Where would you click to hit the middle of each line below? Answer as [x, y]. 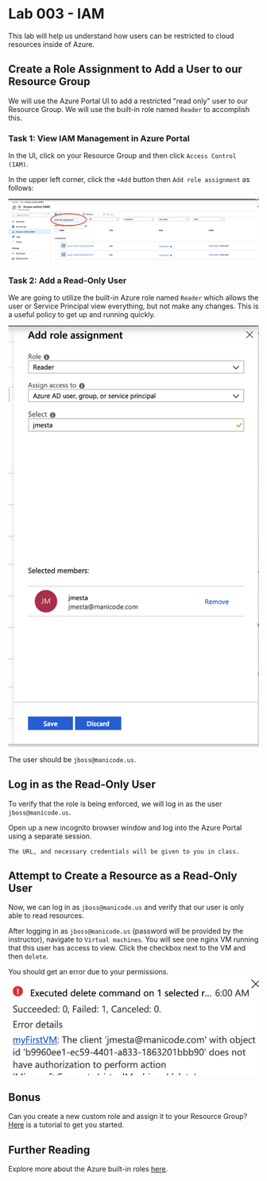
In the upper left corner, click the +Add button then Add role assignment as [129, 180]
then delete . [29, 956]
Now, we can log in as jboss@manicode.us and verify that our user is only [126, 908]
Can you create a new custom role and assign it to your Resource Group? [128, 1117]
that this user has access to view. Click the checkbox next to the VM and [127, 948]
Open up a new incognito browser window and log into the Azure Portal [125, 827]
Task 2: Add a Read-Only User [68, 281]
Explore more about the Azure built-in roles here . [88, 1169]
